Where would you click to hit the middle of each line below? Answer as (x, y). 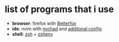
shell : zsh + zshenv (33, 34)
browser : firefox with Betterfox (44, 23)
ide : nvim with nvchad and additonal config (57, 28)
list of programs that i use (59, 9)
